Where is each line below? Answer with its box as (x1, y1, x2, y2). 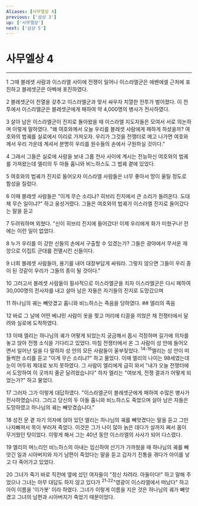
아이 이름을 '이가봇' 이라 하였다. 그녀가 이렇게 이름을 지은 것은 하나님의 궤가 (6, 486, 179, 493)
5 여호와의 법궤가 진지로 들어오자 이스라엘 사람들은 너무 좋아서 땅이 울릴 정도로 (6, 173, 187, 180)
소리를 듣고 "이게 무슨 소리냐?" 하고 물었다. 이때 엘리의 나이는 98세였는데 (21, 354, 190, 362)
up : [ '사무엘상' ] (6, 19, 44, 25)
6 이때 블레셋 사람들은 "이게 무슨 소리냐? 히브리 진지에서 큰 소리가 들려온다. (6, 193, 179, 200)
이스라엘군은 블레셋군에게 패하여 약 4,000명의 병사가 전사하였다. (21, 106, 170, 113)
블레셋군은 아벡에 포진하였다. (21, 86, 88, 93)
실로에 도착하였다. (16, 320, 58, 327)
